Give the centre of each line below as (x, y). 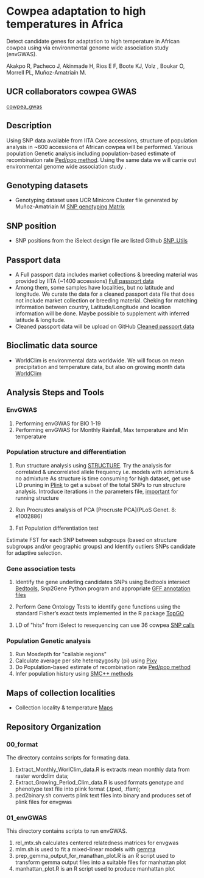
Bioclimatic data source (52, 346)
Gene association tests (41, 568)
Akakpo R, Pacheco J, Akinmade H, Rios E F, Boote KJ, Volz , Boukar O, (96, 66)
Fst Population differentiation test (57, 528)
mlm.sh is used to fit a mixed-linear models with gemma (85, 849)
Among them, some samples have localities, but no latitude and (95, 287)
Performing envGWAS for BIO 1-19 (58, 423)
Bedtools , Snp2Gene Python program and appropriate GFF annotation (103, 588)
